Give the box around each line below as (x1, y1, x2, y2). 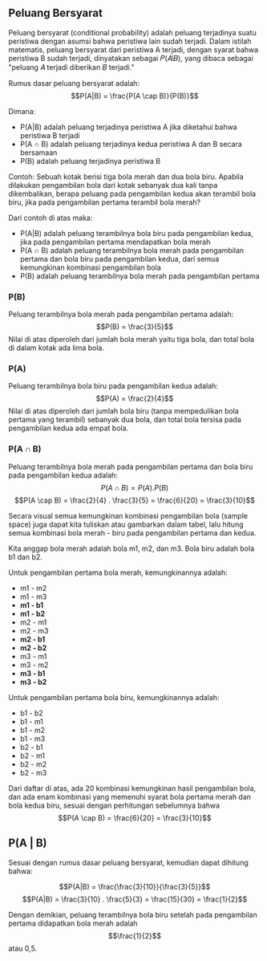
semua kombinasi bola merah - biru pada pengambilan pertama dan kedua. (8, 527, 257, 537)
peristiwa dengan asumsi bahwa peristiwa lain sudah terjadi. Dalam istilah (8, 36, 252, 46)
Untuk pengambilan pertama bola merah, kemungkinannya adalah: (8, 568, 229, 577)
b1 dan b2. (8, 552, 42, 561)
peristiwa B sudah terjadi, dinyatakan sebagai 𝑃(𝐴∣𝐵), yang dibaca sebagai (8, 53, 254, 63)
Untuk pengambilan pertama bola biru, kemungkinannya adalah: (8, 692, 220, 702)
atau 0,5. (8, 943, 38, 953)
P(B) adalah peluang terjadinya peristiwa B (19, 156, 161, 165)
